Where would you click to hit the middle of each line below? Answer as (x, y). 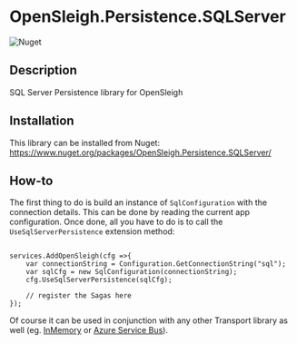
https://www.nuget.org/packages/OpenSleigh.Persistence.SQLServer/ (141, 152)
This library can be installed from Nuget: (85, 143)
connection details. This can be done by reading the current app (130, 212)
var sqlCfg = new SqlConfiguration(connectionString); (132, 272)
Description (43, 70)
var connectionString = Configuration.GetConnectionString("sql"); (156, 264)
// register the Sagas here (79, 296)
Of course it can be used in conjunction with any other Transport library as (149, 320)
